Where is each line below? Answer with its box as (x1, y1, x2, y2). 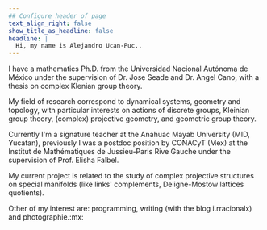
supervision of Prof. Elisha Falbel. (8, 155, 119, 165)
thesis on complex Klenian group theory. (8, 82, 143, 91)
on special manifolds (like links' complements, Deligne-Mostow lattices (8, 179, 244, 190)
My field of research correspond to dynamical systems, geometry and (8, 97, 241, 107)
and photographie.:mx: (8, 212, 84, 222)
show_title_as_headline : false (8, 27, 114, 35)
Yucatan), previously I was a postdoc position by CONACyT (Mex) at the (8, 138, 248, 148)
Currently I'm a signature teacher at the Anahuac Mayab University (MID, (8, 130, 250, 140)
